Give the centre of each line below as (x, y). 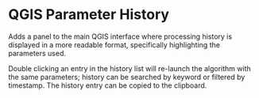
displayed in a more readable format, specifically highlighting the (114, 44)
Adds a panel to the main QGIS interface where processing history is (120, 36)
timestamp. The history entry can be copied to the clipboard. (108, 85)
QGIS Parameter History (89, 15)
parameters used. (37, 53)
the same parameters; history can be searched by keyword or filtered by (127, 77)
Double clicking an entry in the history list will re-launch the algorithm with (130, 68)
